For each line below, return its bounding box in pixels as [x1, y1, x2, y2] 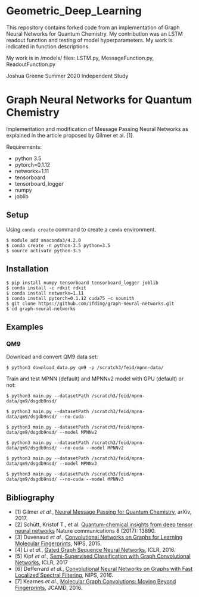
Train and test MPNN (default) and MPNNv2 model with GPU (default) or [6, 375, 184, 382]
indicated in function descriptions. [6, 43, 91, 50]
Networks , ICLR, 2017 [14, 559, 69, 566]
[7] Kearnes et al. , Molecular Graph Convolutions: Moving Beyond [14, 578, 176, 585]
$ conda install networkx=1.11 [6, 290, 84, 296]
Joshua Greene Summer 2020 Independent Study [6, 72, 129, 79]
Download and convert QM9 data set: [6, 353, 98, 361]
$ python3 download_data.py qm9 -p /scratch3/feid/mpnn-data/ [6, 365, 164, 371]
